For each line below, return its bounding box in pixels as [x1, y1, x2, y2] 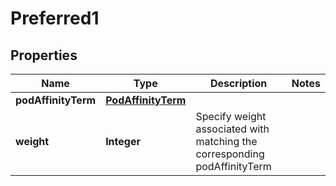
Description [209, 77, 268, 90]
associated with [195, 122, 270, 136]
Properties [10, 47, 78, 64]
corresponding [195, 147, 265, 161]
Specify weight [195, 110, 267, 123]
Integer [105, 135, 141, 148]
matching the [195, 135, 258, 148]
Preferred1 [10, 7, 100, 30]
